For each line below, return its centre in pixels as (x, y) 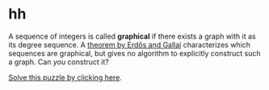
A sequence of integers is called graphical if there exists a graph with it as (132, 36)
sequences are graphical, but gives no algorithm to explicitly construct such (134, 53)
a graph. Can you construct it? (59, 62)
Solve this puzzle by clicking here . (65, 77)
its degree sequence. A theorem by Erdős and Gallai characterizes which (130, 44)
